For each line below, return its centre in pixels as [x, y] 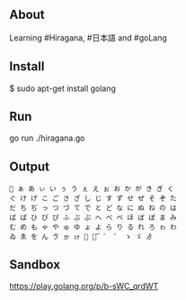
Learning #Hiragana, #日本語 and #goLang [89, 37]
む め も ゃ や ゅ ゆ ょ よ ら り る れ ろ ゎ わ [93, 227]
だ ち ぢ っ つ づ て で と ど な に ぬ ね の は [93, 208]
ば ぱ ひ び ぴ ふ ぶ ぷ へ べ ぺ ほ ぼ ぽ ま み [93, 218]
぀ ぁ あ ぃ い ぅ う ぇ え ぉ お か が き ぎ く [92, 189]
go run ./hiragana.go [47, 138]
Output [29, 166]
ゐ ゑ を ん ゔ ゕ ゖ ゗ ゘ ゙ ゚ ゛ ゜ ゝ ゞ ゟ [81, 237]
